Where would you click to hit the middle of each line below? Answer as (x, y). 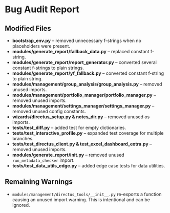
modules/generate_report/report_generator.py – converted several (84, 62)
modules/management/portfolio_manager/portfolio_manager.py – (84, 95)
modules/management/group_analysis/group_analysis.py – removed (87, 84)
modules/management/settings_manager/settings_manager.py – (83, 106)
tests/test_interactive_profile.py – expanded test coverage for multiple (88, 133)
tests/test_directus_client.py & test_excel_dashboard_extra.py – (82, 144)
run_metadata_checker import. (43, 160)
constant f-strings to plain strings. (48, 68)
